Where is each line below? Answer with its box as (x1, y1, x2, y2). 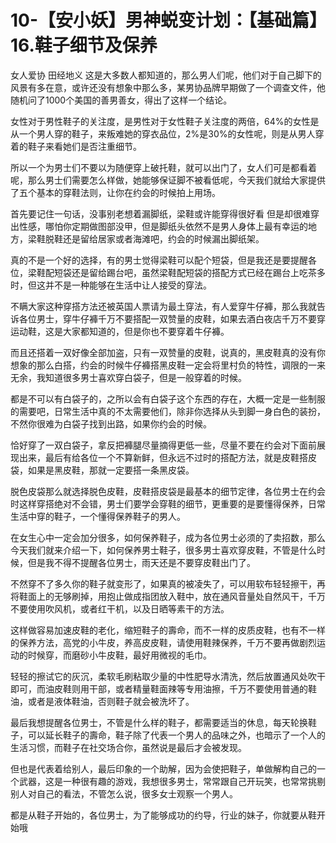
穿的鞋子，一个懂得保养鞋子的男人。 (36, 510, 186, 522)
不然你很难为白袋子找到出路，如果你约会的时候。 (10, 417, 212, 430)
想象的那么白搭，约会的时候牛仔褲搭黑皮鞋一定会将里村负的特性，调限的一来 (10, 359, 326, 371)
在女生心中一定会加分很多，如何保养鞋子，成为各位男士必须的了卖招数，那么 (10, 531, 326, 543)
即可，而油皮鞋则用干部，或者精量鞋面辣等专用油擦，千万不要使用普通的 (10, 682, 308, 695)
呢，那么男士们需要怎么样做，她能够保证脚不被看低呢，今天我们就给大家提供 (10, 174, 326, 186)
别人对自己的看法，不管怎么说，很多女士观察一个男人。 (10, 787, 238, 800)
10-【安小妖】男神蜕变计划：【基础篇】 (10, 9, 319, 32)
